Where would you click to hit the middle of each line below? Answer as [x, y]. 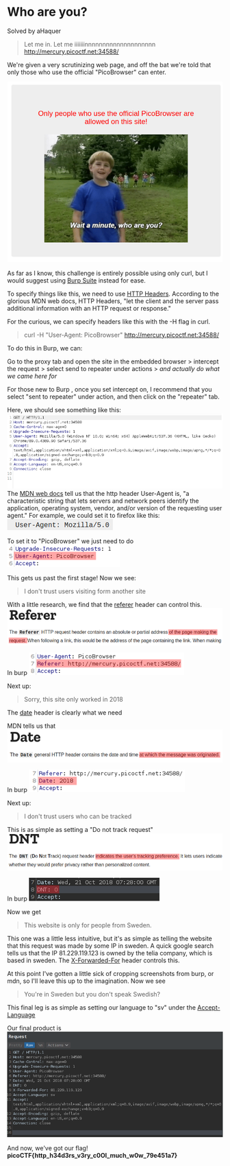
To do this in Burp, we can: [45, 348]
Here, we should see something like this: [64, 409]
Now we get [24, 912]
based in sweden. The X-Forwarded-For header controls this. [93, 960]
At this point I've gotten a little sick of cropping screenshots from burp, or [111, 974]
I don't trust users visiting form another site [85, 591]
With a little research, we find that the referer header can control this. [104, 605]
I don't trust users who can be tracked [78, 816]
